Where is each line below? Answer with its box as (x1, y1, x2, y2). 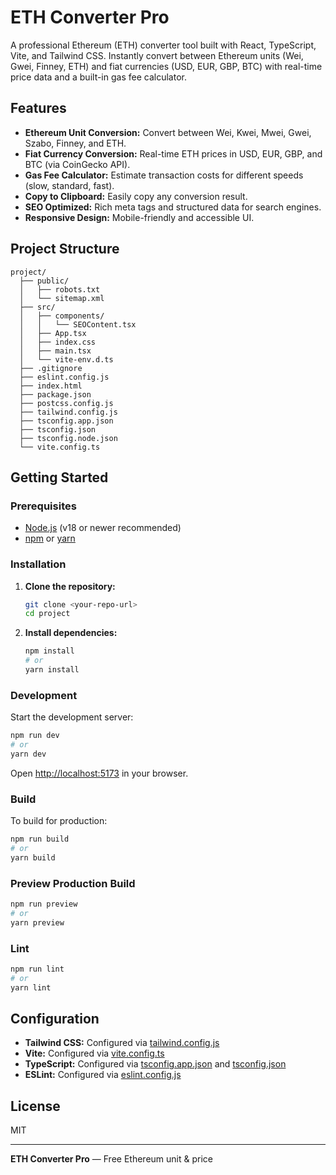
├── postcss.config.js (19, 398, 114, 408)
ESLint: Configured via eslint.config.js (24, 1069, 182, 1081)
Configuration (10, 1011, 100, 1027)
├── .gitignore (19, 363, 83, 373)
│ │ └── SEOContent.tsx (19, 319, 137, 330)
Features (10, 100, 67, 117)
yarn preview (10, 917, 65, 928)
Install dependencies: (24, 627, 118, 639)
